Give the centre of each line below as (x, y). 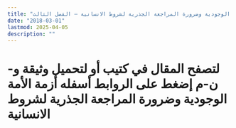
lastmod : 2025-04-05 (38, 27)
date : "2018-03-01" (36, 21)
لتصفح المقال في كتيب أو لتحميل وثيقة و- (114, 69)
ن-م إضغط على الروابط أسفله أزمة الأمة (113, 84)
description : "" (31, 34)
